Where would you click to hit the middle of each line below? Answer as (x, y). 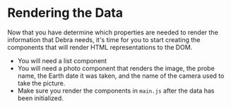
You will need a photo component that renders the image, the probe (116, 68)
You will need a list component (62, 60)
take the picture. (41, 83)
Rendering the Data (65, 13)
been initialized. (40, 98)
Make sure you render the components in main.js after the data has (116, 90)
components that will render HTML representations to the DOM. (100, 47)
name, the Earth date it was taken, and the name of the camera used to (121, 76)
